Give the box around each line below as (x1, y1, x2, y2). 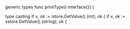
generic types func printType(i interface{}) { (5, 4, 95, 10)
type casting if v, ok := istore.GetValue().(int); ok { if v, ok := (5, 14, 126, 19)
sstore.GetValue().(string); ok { (5, 19, 67, 24)
